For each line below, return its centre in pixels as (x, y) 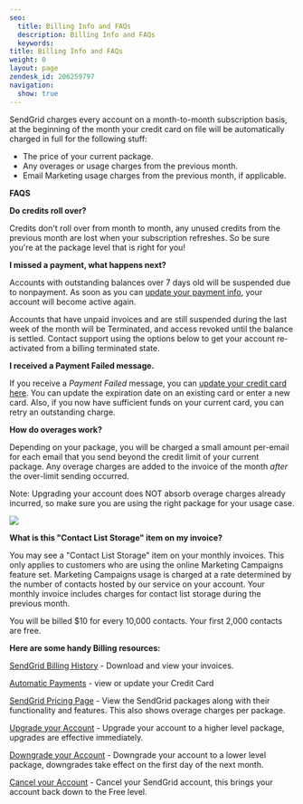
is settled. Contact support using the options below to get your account (142, 338)
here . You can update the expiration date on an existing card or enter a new (150, 392)
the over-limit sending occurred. (69, 475)
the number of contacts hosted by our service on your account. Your (137, 584)
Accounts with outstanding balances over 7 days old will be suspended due (150, 282)
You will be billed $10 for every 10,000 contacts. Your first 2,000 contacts (146, 620)
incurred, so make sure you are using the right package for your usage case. (152, 502)
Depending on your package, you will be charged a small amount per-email (149, 447)
